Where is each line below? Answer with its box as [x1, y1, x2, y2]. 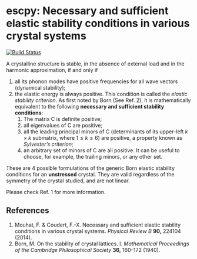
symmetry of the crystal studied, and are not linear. [6, 177, 131, 184]
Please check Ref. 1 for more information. [6, 188, 106, 195]
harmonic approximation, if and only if [6, 66, 98, 73]
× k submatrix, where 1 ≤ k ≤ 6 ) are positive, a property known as [23, 134, 182, 141]
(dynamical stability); [14, 84, 66, 91]
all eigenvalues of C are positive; [23, 122, 103, 129]
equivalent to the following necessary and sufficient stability [14, 103, 165, 110]
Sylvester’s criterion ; [23, 140, 74, 147]
